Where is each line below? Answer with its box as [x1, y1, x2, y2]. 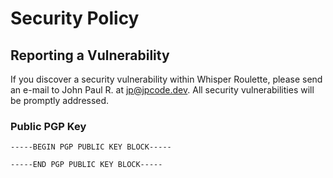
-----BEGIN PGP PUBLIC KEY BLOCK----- [10, 142, 172, 152]
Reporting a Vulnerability [10, 47, 170, 64]
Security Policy [10, 7, 140, 30]
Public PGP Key [10, 119, 87, 133]
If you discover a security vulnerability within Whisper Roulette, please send [10, 73, 323, 85]
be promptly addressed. [10, 95, 110, 106]
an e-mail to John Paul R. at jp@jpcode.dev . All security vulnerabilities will [10, 84, 315, 96]
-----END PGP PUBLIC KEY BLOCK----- [10, 160, 163, 170]
